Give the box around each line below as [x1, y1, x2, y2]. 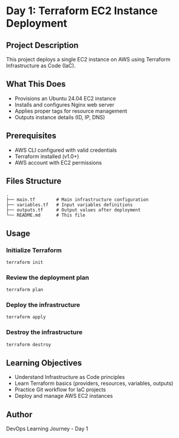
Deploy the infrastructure [6, 301, 81, 309]
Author [6, 409, 32, 420]
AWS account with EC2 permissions [14, 159, 102, 166]
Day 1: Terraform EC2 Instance [6, 4, 158, 18]
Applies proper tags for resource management [14, 107, 128, 115]
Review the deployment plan [6, 273, 89, 282]
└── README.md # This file [6, 213, 85, 218]
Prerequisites [6, 131, 57, 141]
